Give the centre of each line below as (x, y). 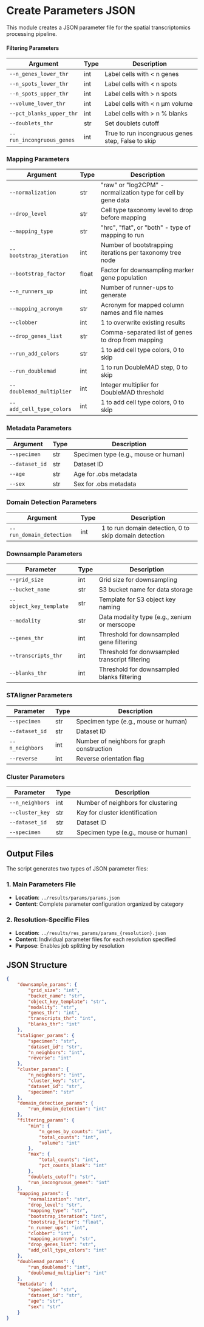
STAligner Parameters (39, 695)
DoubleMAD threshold (132, 393)
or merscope (117, 625)
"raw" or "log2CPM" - (132, 185)
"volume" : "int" (59, 1143)
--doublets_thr (31, 123)
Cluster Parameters (36, 777)
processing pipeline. (32, 33)
